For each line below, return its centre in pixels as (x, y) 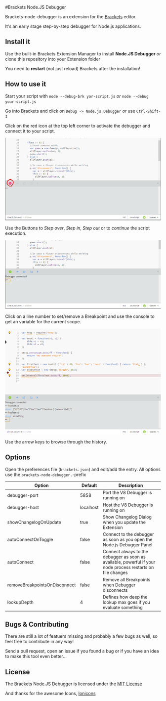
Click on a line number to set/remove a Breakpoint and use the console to (80, 316)
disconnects (115, 590)
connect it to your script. (30, 131)
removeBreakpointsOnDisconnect (41, 585)
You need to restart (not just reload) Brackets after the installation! (73, 68)
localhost (89, 507)
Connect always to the (125, 552)
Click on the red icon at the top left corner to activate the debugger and (78, 126)
